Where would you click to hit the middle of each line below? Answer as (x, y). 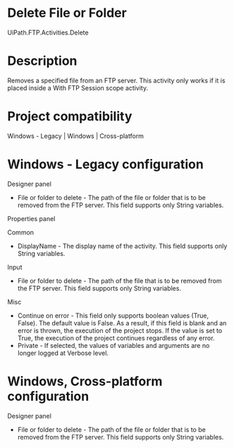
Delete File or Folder (67, 13)
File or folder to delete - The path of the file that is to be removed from (119, 280)
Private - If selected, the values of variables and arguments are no (113, 345)
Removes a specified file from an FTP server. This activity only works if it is (116, 80)
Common (20, 232)
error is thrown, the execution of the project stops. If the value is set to (120, 330)
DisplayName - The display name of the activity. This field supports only (122, 246)
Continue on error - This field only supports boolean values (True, (113, 316)
